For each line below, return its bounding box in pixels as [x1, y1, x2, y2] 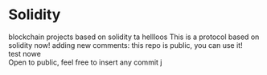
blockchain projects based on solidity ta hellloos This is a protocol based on [8, 32, 260, 41]
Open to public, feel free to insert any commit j [8, 57, 162, 67]
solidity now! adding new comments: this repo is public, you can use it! [8, 40, 243, 49]
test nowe [8, 49, 42, 58]
